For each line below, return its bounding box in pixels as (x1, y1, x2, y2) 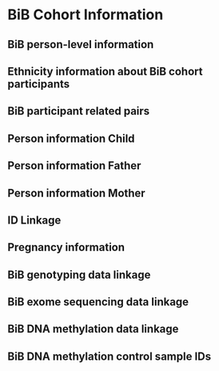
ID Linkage (7, 213, 62, 227)
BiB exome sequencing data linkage (7, 295, 189, 309)
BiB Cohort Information (7, 6, 164, 24)
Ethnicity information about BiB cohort (7, 64, 203, 78)
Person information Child (7, 131, 135, 145)
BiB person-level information (7, 38, 154, 51)
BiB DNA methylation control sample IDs (7, 349, 212, 363)
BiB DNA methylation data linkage (7, 322, 179, 336)
